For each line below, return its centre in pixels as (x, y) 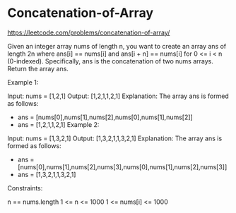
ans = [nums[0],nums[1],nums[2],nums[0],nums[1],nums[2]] (105, 117)
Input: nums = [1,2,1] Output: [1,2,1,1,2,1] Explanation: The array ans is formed (118, 96)
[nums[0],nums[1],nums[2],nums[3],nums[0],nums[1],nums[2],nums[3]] (122, 166)
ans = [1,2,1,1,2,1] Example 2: (58, 124)
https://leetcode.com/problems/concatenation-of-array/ (89, 32)
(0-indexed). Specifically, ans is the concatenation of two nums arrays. (110, 61)
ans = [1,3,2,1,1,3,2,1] (47, 174)
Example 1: (23, 82)
